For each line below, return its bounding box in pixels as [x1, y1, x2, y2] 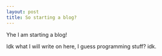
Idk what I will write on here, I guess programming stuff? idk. [6, 43, 157, 50]
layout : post [6, 8, 39, 15]
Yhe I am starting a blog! [6, 31, 68, 38]
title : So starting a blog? [6, 14, 77, 20]
